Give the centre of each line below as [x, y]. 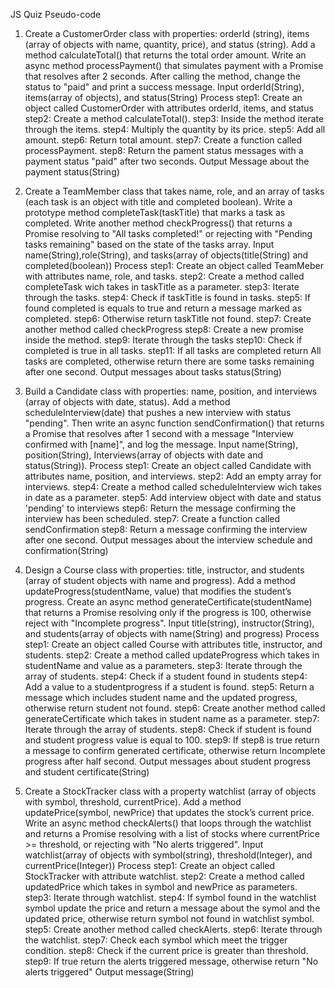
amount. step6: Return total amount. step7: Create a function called [163, 140]
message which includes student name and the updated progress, [161, 697]
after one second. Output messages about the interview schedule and [168, 540]
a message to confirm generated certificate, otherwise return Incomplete [175, 750]
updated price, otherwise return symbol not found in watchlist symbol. [169, 918]
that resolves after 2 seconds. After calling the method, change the [162, 76]
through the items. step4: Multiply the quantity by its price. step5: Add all [175, 129]
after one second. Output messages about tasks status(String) [153, 372]
